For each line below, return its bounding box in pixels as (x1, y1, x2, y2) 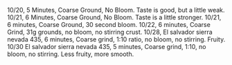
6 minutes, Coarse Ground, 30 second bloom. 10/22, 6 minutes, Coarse (7, 21, 211, 28)
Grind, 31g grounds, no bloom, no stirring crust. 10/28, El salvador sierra (7, 28, 213, 36)
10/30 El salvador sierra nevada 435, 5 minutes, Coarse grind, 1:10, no (7, 43, 206, 50)
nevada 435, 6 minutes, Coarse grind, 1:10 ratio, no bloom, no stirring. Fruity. (7, 35, 226, 44)
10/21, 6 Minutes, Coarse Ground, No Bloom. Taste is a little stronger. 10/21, (7, 13, 222, 21)
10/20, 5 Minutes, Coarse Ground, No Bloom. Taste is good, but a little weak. (7, 6, 225, 14)
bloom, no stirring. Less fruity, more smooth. (7, 50, 134, 58)
